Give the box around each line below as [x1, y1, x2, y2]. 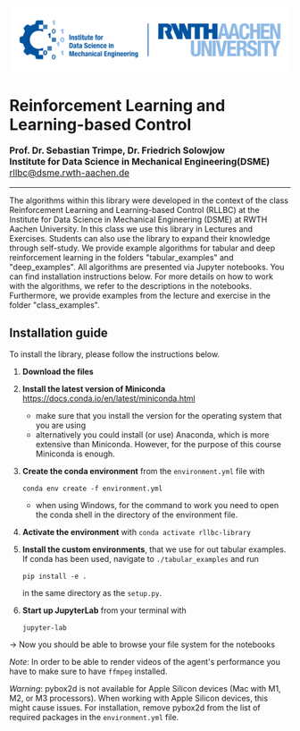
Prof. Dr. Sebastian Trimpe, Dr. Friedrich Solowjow [9, 144, 226, 157]
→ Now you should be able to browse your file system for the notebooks [9, 639, 275, 650]
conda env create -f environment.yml [21, 484, 163, 494]
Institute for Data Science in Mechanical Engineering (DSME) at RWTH [9, 214, 268, 225]
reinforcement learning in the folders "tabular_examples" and [9, 251, 234, 262]
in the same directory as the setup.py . [21, 588, 162, 599]
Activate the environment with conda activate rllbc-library [21, 527, 252, 538]
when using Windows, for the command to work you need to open [35, 500, 279, 511]
